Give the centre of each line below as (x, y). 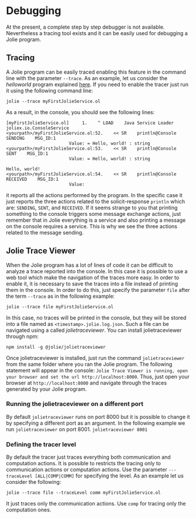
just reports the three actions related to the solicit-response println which (96, 201)
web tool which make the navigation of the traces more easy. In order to (93, 277)
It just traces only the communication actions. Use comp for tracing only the (96, 504)
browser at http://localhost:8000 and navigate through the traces (87, 383)
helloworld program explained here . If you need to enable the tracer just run (97, 84)
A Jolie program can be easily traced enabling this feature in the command (96, 72)
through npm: (23, 336)
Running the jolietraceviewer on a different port (75, 404)
